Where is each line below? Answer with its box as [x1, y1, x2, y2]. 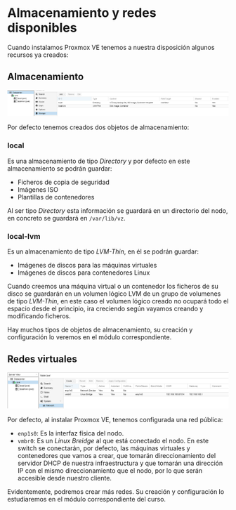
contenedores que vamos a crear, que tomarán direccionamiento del [17, 452, 216, 460]
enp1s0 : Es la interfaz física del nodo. [17, 429, 124, 438]
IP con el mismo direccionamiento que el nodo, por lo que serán [17, 466, 202, 475]
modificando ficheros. [7, 311, 72, 320]
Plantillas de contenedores [17, 192, 95, 201]
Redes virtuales [7, 353, 77, 365]
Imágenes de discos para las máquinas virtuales [17, 261, 157, 269]
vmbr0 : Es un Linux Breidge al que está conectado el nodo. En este [17, 437, 209, 445]
